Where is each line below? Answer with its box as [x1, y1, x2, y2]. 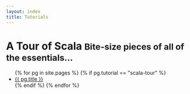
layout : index [6, 8, 41, 15]
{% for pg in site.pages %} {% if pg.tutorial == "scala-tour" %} [14, 69, 166, 76]
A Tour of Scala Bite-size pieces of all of [6, 39, 185, 53]
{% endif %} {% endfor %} [14, 82, 80, 89]
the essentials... [6, 52, 73, 63]
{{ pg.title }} [14, 76, 43, 83]
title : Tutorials [6, 14, 49, 20]
